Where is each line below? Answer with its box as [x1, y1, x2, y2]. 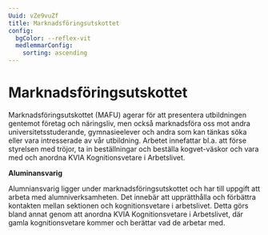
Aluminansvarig [8, 168, 62, 177]
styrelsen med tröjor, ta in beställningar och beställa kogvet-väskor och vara [8, 144, 259, 153]
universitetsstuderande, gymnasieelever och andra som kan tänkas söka [8, 127, 247, 136]
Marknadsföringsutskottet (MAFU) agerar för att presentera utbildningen [8, 110, 246, 120]
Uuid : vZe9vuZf [8, 11, 59, 20]
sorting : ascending [22, 49, 88, 57]
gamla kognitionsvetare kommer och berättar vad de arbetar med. [8, 217, 226, 227]
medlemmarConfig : [15, 42, 74, 50]
